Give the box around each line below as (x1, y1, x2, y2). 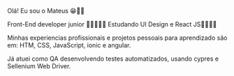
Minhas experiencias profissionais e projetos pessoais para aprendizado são (7, 33, 228, 42)
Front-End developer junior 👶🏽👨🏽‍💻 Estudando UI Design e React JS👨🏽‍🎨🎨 (7, 20, 217, 28)
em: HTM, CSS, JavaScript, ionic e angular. (7, 41, 131, 49)
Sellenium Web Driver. (7, 62, 71, 70)
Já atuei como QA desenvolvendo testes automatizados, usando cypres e (7, 54, 219, 63)
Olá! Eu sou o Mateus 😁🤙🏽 (7, 7, 85, 15)
